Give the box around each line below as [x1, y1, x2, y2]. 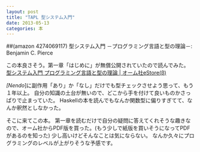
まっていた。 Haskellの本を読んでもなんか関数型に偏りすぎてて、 [26, 97, 187, 104]
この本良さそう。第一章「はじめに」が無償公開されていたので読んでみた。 [6, 62, 190, 69]
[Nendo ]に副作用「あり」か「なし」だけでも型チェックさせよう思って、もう [6, 82, 194, 89]
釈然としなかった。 [16, 104, 64, 111]
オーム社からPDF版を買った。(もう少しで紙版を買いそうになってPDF [22, 124, 190, 132]
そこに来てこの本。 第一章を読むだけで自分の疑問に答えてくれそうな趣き [6, 117, 186, 124]
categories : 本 [6, 25, 43, 32]
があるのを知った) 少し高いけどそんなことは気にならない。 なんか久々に [6, 132, 184, 139]
